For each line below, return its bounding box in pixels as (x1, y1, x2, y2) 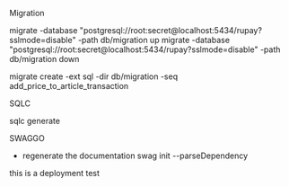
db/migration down (9, 54, 80, 64)
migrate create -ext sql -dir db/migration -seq (9, 71, 178, 82)
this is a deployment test (9, 168, 101, 178)
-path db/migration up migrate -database (77, 35, 231, 45)
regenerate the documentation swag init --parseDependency (22, 150, 249, 161)
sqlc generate (9, 116, 61, 126)
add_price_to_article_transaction (9, 81, 129, 91)
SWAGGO (9, 133, 45, 143)
